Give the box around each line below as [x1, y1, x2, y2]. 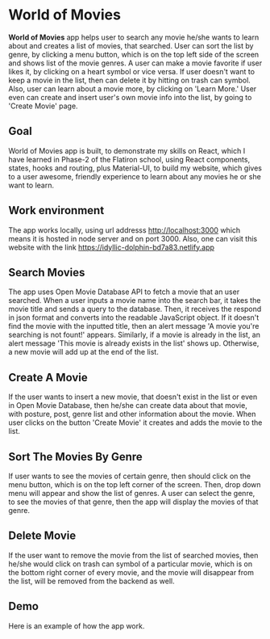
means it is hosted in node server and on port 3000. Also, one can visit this [8, 233, 258, 243]
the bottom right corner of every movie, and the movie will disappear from [8, 567, 254, 577]
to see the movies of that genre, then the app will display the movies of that [8, 497, 259, 507]
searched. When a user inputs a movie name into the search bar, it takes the [8, 296, 261, 305]
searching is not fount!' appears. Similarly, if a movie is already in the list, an [8, 330, 260, 340]
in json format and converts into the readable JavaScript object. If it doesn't [8, 313, 260, 322]
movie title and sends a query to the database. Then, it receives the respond [8, 305, 262, 314]
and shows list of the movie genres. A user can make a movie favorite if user [8, 58, 263, 68]
